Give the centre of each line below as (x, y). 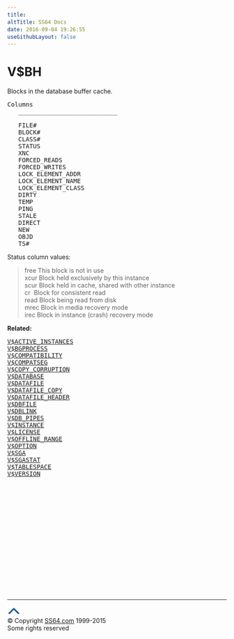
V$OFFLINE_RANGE (35, 439)
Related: (20, 329)
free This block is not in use (64, 271)
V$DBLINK (22, 411)
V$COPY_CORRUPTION (39, 370)
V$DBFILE (22, 404)
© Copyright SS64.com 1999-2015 (57, 621)
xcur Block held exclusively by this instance (87, 278)
